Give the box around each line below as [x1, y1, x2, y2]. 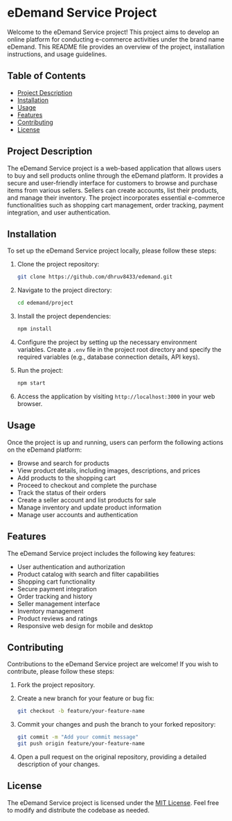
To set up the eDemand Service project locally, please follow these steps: [7, 246, 217, 255]
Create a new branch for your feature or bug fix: [17, 694, 154, 702]
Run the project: [17, 366, 64, 374]
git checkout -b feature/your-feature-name [17, 708, 145, 715]
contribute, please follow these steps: [7, 668, 115, 676]
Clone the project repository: [17, 260, 100, 269]
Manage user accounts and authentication [17, 510, 139, 518]
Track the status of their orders [17, 488, 106, 497]
